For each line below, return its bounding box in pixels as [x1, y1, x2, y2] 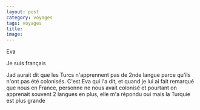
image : [6, 31, 23, 37]
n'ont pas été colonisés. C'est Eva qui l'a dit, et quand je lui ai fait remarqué [6, 78, 195, 85]
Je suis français [6, 60, 46, 67]
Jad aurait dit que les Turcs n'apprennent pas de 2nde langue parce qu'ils [6, 71, 191, 79]
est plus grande [6, 97, 45, 105]
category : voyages [6, 15, 53, 21]
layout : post [6, 8, 39, 15]
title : [6, 25, 23, 32]
